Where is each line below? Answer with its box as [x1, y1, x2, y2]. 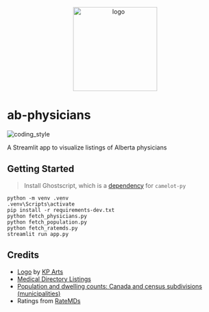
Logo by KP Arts [16, 267, 64, 276]
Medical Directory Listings [16, 274, 91, 283]
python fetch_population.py [7, 219, 88, 226]
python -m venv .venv [7, 195, 69, 202]
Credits [7, 250, 40, 261]
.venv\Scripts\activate [7, 200, 75, 208]
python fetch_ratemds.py [7, 224, 78, 232]
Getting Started [7, 163, 75, 175]
